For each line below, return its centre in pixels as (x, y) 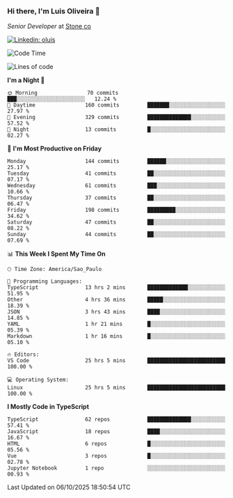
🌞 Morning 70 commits (63, 93)
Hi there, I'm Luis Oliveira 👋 (54, 11)
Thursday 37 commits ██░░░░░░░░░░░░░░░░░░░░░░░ (116, 198)
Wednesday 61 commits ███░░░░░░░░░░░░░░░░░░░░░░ (116, 186)
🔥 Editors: (23, 355)
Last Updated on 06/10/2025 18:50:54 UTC (69, 488)
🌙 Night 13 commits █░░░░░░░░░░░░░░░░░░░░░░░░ (116, 130)
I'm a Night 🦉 (26, 80)
